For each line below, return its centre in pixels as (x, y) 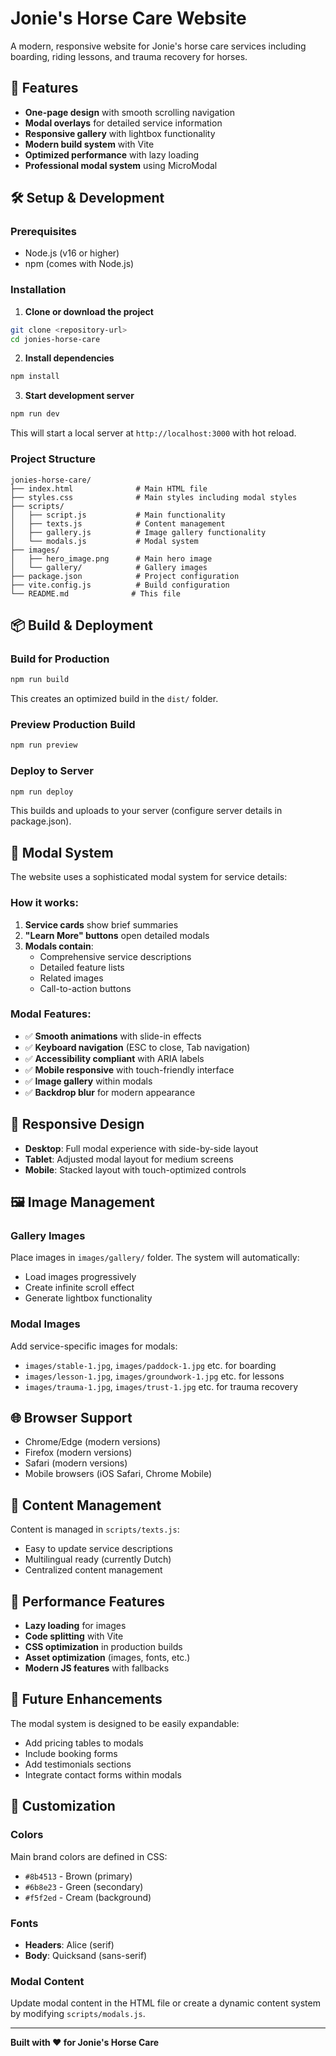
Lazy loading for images (75, 1626)
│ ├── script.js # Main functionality (118, 515)
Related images (71, 978)
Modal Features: (51, 1014)
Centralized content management (93, 1570)
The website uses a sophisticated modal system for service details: (149, 877)
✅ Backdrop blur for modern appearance (110, 1092)
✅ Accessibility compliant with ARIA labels (114, 1058)
